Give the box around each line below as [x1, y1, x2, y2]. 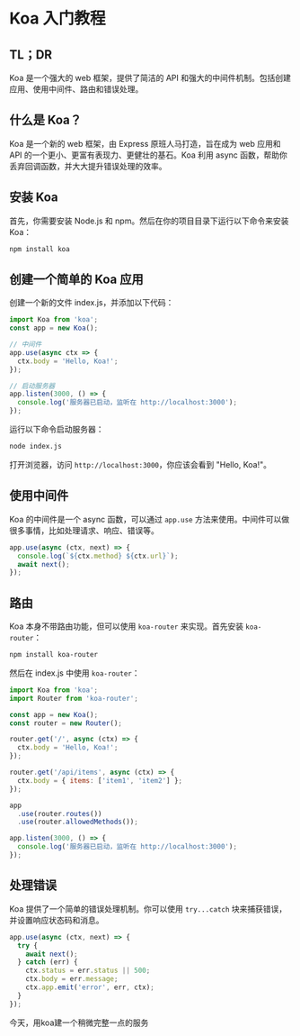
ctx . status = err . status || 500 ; [25, 966, 151, 976]
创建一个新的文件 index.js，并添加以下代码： [9, 297, 174, 308]
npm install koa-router [9, 650, 99, 659]
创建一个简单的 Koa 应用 [9, 271, 144, 286]
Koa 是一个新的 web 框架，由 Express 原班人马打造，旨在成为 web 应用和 [9, 138, 281, 149]
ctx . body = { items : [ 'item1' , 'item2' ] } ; [17, 776, 182, 785]
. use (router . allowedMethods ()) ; [17, 817, 139, 827]
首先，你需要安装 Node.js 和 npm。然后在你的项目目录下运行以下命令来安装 [9, 215, 289, 226]
